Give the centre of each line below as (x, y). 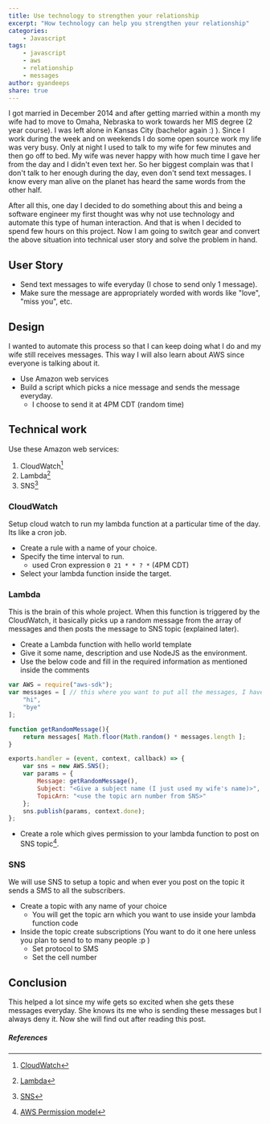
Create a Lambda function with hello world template (106, 644)
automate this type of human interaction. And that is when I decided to (125, 223)
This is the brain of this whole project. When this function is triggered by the (134, 612)
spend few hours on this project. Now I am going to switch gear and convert (134, 231)
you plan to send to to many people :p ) (85, 940)
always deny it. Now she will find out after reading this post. (107, 1019)
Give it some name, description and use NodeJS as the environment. (133, 653)
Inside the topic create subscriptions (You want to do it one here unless (138, 932)
